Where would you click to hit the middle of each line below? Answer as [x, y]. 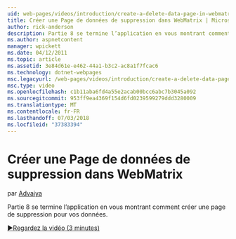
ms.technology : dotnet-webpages [54, 72]
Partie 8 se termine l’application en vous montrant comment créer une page [117, 207]
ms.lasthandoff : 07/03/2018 [48, 118]
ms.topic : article [34, 60]
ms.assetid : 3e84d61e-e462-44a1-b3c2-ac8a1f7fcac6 [83, 66]
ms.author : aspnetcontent [45, 40]
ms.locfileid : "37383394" [45, 124]
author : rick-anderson [40, 27]
